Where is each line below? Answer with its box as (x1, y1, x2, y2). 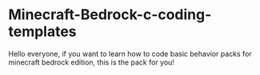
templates (8, 22, 78, 41)
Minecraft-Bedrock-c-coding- (8, 6, 212, 24)
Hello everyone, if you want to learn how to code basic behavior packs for (8, 49, 252, 58)
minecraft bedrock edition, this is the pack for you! (8, 57, 174, 67)
